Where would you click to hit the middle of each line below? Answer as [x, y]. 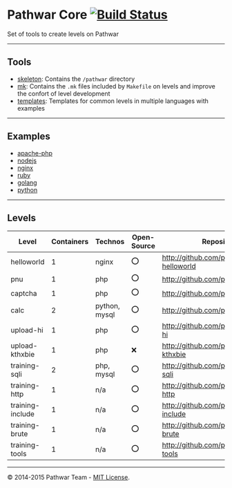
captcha [24, 293]
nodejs [27, 160]
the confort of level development [64, 93]
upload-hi [27, 330]
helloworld [28, 262]
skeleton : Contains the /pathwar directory [76, 79]
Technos [110, 242]
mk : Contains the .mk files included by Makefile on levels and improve [116, 86]
